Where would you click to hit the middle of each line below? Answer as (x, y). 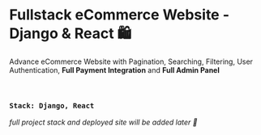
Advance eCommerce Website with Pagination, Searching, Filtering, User (131, 61)
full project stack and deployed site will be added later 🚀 (103, 122)
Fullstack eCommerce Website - (120, 15)
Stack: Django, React (52, 105)
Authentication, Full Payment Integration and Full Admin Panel (114, 70)
